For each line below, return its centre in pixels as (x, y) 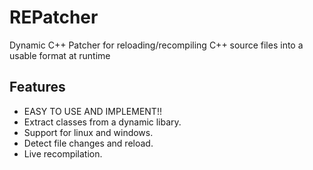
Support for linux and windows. (88, 132)
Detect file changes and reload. (88, 143)
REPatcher (54, 17)
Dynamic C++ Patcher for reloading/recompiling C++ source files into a (156, 45)
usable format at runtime (60, 55)
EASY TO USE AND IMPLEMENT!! (92, 111)
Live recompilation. (63, 153)
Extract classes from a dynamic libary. (102, 122)
